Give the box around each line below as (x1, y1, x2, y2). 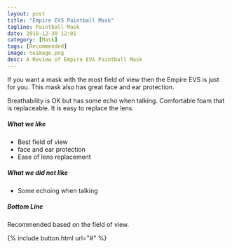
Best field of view (17, 138, 68, 146)
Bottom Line (7, 202, 43, 211)
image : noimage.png (7, 50, 64, 57)
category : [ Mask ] (7, 37, 58, 44)
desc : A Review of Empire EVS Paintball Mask (7, 56, 142, 63)
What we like (7, 120, 46, 129)
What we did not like (7, 169, 69, 177)
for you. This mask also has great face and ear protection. (7, 82, 175, 91)
